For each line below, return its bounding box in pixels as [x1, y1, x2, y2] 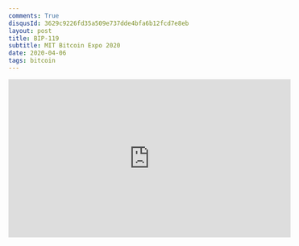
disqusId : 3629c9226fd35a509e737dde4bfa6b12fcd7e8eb [8, 19, 189, 27]
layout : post [8, 27, 52, 35]
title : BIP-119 [8, 34, 60, 43]
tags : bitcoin [8, 57, 56, 65]
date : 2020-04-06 [8, 49, 67, 57]
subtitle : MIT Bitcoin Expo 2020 [8, 42, 121, 50]
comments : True [8, 11, 60, 20]
